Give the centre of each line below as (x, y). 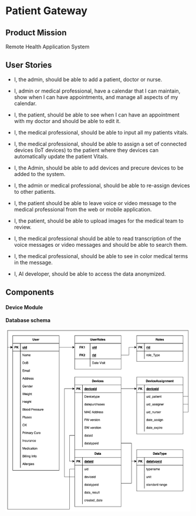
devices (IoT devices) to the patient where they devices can (86, 150)
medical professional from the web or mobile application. (83, 209)
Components (30, 292)
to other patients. (35, 191)
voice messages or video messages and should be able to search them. (101, 244)
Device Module (24, 307)
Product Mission (36, 33)
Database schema (28, 320)
